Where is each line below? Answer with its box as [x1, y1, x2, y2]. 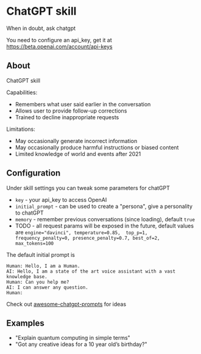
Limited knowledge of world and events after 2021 [15, 150, 141, 157]
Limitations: [6, 125, 35, 133]
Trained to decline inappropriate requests [15, 113, 119, 120]
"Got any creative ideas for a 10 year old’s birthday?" [15, 341, 147, 348]
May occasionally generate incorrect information [15, 137, 138, 144]
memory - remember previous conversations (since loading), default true [15, 215, 195, 223]
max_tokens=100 [15, 240, 54, 246]
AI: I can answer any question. [6, 284, 88, 290]
